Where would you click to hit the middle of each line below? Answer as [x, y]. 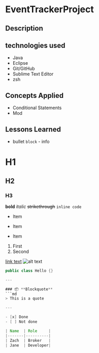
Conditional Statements [37, 108]
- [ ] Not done [21, 322]
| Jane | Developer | [28, 345]
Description [24, 28]
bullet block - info [31, 142]
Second [21, 251]
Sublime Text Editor [33, 74]
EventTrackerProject [49, 9]
